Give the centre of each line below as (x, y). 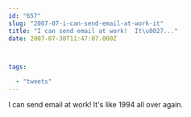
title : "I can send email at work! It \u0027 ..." (93, 31)
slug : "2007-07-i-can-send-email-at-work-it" (86, 23)
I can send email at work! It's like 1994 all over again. (96, 104)
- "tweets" (34, 81)
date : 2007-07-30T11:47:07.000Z (62, 38)
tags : (17, 67)
